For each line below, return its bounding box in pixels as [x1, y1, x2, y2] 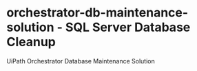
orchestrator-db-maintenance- [6, 5, 189, 21]
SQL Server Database [65, 19, 191, 35]
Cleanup [6, 34, 56, 50]
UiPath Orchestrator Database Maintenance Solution [6, 57, 156, 65]
